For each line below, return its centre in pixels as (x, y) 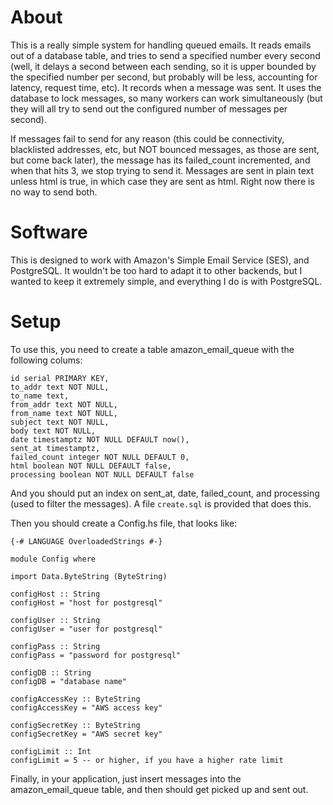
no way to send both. (54, 192)
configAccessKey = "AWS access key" (86, 707)
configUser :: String (55, 620)
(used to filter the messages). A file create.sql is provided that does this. (161, 503)
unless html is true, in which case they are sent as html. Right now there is (162, 181)
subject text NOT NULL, (60, 422)
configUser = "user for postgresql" (86, 629)
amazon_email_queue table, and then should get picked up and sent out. (159, 789)
